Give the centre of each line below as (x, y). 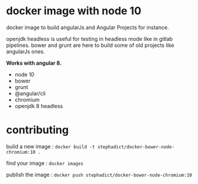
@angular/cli (30, 93)
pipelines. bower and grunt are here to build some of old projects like (90, 45)
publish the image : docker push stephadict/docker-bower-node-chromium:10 (99, 175)
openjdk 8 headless (39, 106)
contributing (38, 130)
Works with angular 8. (34, 63)
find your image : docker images (45, 163)
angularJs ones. (26, 51)
